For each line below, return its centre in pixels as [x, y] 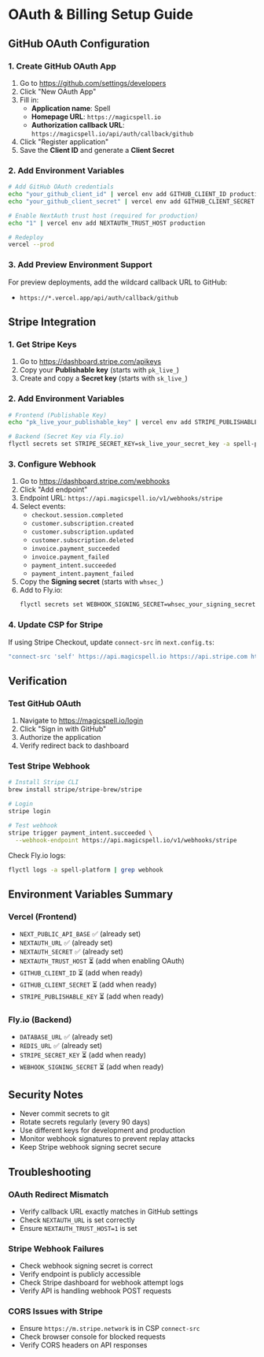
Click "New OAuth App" [58, 91]
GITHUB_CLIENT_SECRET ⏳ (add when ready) [88, 985]
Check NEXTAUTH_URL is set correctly [77, 1220]
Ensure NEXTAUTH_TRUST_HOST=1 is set [78, 1228]
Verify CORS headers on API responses [83, 1345]
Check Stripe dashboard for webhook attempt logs [101, 1283]
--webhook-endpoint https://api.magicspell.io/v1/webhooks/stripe [126, 840]
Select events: [42, 507]
